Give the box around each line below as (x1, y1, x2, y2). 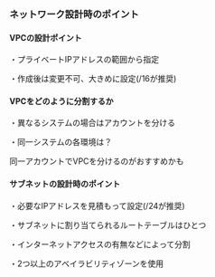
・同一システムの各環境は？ (9, 137, 113, 148)
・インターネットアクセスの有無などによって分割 (9, 238, 192, 250)
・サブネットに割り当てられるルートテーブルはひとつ (9, 219, 207, 230)
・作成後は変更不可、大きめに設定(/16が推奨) (9, 73, 177, 84)
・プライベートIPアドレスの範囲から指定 (9, 54, 160, 65)
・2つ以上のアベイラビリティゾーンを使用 (9, 258, 164, 269)
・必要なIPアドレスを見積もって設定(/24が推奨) (9, 200, 185, 211)
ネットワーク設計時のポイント (9, 7, 140, 20)
